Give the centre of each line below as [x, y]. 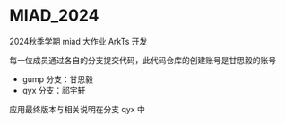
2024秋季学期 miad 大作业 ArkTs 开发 [78, 41]
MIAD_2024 [54, 16]
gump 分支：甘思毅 [58, 79]
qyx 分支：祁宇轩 [54, 90]
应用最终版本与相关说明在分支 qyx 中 [77, 109]
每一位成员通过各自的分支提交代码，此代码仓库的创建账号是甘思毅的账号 [142, 60]
